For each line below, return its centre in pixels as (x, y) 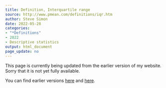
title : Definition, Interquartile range (48, 10)
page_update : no (22, 51)
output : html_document (29, 47)
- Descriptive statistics (32, 42)
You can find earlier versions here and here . (50, 81)
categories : (17, 28)
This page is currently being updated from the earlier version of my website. (83, 66)
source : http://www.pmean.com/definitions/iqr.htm (59, 14)
